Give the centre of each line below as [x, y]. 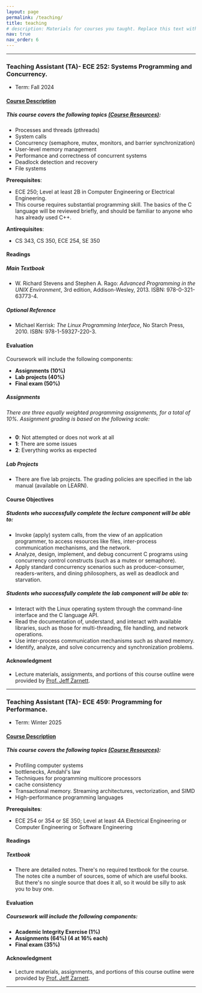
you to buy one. [34, 889]
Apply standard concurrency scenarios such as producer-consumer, [100, 566]
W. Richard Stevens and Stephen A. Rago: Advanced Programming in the [105, 283]
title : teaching [26, 23]
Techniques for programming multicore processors [78, 778]
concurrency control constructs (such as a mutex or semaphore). [96, 560]
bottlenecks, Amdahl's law [48, 771]
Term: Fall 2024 [34, 87]
